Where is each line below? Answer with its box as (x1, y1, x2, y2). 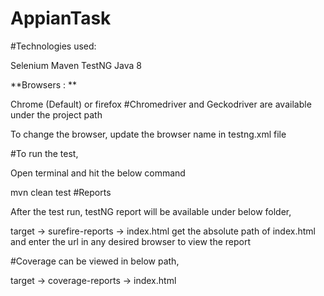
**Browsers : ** (10, 78, 78, 91)
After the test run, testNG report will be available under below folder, (10, 205, 292, 217)
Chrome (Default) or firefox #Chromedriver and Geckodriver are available (10, 98, 312, 110)
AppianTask (10, 7, 112, 30)
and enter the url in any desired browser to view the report (10, 235, 252, 247)
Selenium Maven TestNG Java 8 (10, 59, 143, 71)
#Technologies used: (10, 40, 97, 52)
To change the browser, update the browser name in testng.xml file (10, 128, 287, 140)
